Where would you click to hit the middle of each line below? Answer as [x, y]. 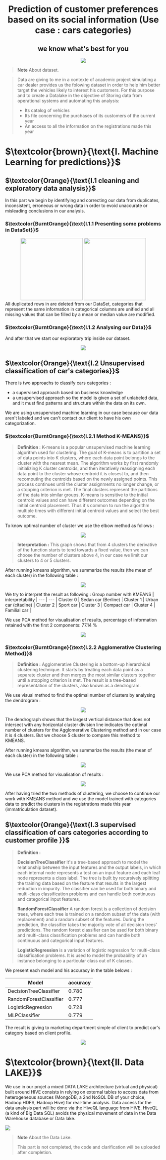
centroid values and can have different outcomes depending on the [86, 500]
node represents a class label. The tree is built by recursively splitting [88, 878]
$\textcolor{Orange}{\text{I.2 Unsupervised [75, 363]
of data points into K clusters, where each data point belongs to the [86, 458]
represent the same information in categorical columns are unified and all [80, 309]
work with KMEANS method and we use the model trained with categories [81, 799]
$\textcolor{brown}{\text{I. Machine [82, 152]
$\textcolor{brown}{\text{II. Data [75, 1062]
